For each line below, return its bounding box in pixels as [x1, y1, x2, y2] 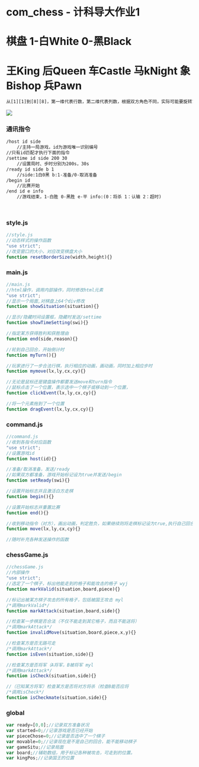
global [6, 708, 25, 717]
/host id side [6, 139, 41, 145]
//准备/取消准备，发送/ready [6, 466, 70, 473]
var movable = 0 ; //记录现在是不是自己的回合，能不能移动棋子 [6, 739, 137, 744]
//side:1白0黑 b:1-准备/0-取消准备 [17, 172, 98, 178]
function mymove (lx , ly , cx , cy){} [6, 368, 86, 374]
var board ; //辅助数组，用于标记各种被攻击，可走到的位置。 [6, 750, 135, 756]
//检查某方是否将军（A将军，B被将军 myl [6, 662, 94, 668]
